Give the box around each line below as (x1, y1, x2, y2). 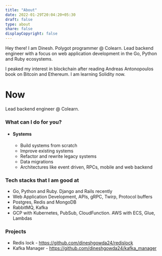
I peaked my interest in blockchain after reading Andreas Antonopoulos (5, 66, 153, 72)
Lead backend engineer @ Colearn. (5, 105, 79, 112)
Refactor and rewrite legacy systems (20, 153, 97, 159)
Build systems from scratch (20, 143, 77, 149)
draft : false (5, 17, 33, 22)
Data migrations (20, 159, 54, 165)
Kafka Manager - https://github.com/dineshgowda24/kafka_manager (12, 245, 157, 251)
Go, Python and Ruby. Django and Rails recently (12, 188, 113, 194)
